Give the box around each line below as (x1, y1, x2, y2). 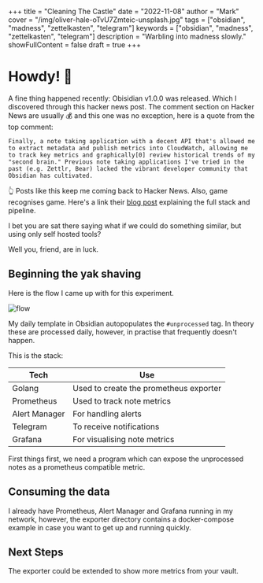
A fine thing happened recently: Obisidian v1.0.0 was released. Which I (8, 94, 238, 103)
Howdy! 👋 (8, 68, 73, 86)
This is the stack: (8, 350, 64, 360)
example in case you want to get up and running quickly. (8, 522, 191, 532)
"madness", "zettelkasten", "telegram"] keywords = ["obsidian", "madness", (8, 24, 254, 32)
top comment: (8, 122, 54, 131)
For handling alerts (72, 408, 142, 419)
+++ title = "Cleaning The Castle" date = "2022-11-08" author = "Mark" (8, 7, 239, 16)
